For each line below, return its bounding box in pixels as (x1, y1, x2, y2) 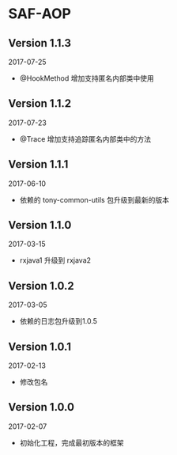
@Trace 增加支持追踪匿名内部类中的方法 (19, 134, 152, 143)
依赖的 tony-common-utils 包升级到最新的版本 (19, 195, 170, 204)
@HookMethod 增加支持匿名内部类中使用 (19, 74, 154, 83)
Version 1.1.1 (8, 157, 69, 171)
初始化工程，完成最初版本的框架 (19, 438, 124, 447)
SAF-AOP (8, 5, 71, 23)
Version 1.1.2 (8, 97, 72, 111)
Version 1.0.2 (8, 279, 75, 293)
